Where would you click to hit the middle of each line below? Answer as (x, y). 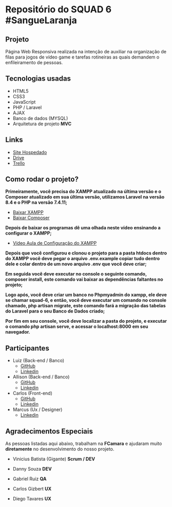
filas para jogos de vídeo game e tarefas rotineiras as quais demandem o (82, 57)
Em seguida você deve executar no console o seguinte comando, (76, 274)
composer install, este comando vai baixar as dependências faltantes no (84, 279)
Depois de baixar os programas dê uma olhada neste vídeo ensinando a (83, 228)
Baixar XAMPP (28, 212)
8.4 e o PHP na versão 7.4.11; (36, 202)
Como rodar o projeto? (42, 179)
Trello (19, 163)
